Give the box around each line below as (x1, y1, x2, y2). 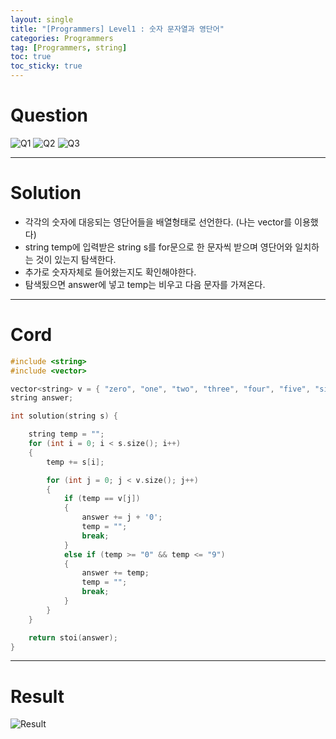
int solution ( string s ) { (10, 411, 118, 421)
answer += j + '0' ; (81, 512, 163, 523)
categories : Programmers (10, 33, 114, 43)
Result (10, 685, 65, 708)
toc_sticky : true (10, 61, 83, 71)
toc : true (10, 52, 52, 62)
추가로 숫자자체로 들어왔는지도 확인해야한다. (24, 266, 197, 278)
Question (10, 104, 88, 127)
